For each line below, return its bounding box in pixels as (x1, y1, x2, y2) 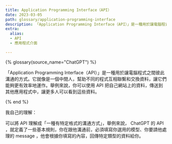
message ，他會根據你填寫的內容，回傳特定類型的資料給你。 (15, 133, 144, 139)
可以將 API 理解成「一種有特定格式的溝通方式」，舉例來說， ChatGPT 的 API (5, 120, 164, 126)
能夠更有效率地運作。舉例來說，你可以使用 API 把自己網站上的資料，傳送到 (5, 82, 163, 88)
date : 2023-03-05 (5, 12, 42, 17)
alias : (10, 31, 24, 36)
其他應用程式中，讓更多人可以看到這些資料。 (5, 89, 100, 95)
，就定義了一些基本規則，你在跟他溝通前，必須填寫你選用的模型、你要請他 (5, 126, 162, 132)
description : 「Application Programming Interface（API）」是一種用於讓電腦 (5, 21, 162, 27)
